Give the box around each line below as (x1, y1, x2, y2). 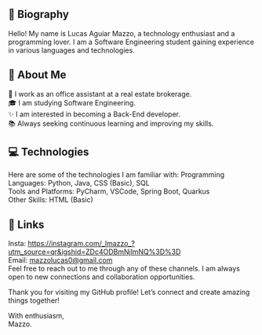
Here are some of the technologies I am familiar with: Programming (8, 170, 225, 179)
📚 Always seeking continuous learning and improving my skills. (8, 119, 214, 128)
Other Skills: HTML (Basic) (8, 195, 94, 204)
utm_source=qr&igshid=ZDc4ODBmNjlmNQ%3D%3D (8, 247, 181, 256)
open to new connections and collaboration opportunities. (8, 272, 195, 282)
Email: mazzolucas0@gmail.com (8, 256, 113, 265)
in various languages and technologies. (8, 45, 135, 55)
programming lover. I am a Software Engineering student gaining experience (8, 37, 255, 46)
